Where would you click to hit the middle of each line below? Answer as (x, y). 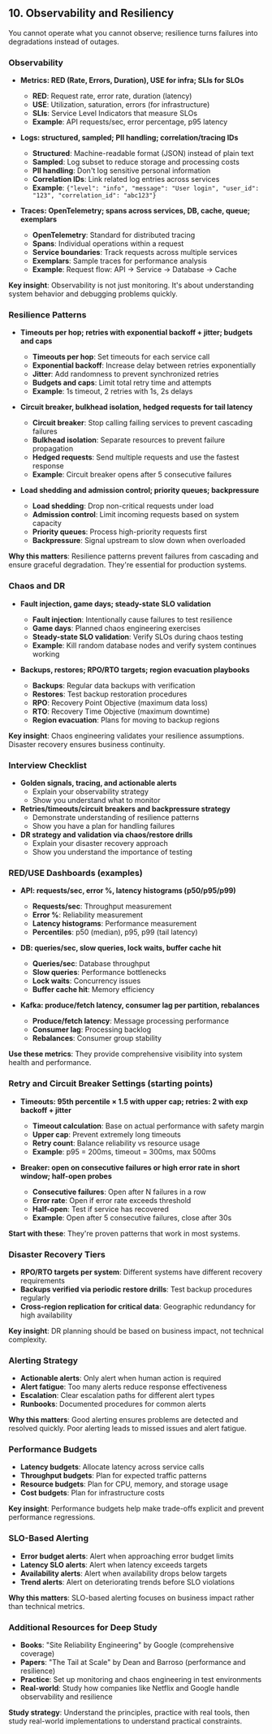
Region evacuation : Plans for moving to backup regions (126, 720)
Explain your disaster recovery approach (100, 843)
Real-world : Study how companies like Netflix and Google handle (130, 1689)
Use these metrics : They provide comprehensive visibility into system (125, 1054)
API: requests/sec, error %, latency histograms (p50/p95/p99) (128, 891)
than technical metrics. (47, 1606)
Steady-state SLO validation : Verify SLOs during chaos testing (138, 636)
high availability (46, 1315)
